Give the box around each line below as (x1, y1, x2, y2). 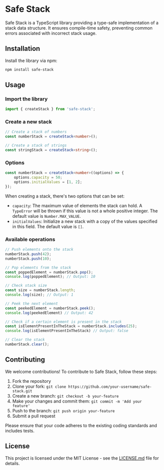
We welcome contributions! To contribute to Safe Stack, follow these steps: (5, 369, 157, 374)
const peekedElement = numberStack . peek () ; (5, 305, 96, 311)
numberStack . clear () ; (5, 342, 50, 347)
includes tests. (5, 428, 35, 434)
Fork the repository (12, 378, 52, 384)
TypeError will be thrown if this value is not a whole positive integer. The (12, 208, 158, 214)
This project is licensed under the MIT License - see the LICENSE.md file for (5, 455, 159, 461)
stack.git (12, 388, 33, 394)
